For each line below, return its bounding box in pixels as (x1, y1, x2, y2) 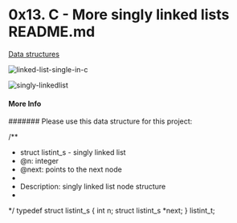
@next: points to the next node (19, 164, 122, 174)
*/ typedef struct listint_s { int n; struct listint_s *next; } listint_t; (8, 206, 215, 216)
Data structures (8, 49, 60, 59)
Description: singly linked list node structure (19, 182, 166, 192)
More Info (8, 99, 42, 108)
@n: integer (19, 156, 59, 166)
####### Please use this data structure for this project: (8, 116, 193, 126)
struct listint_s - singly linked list (19, 148, 126, 157)
